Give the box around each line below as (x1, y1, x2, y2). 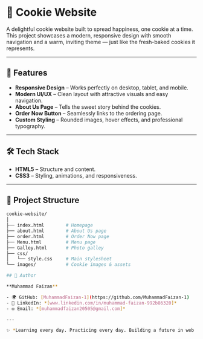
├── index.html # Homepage (6, 222, 94, 228)
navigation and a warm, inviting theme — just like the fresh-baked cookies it (6, 38, 195, 45)
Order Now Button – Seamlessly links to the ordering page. (14, 109, 163, 117)
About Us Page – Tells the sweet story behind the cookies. (14, 103, 161, 111)
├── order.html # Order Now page (6, 233, 110, 239)
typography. (14, 122, 46, 129)
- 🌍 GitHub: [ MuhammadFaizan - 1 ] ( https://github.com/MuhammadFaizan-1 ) (6, 294, 190, 300)
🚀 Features (6, 68, 48, 78)
